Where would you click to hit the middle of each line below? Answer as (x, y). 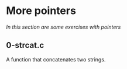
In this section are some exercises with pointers (63, 27)
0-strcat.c (25, 45)
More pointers (41, 11)
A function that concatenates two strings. (56, 59)
